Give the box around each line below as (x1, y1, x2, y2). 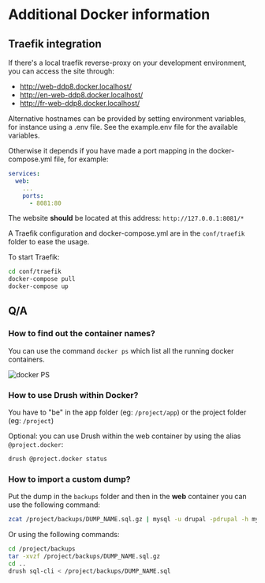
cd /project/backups (8, 545, 77, 553)
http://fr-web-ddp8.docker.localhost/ (19, 99, 140, 108)
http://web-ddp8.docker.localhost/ (19, 81, 132, 91)
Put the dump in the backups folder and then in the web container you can (8, 492, 247, 502)
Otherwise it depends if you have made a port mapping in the (8, 146, 207, 155)
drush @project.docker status (8, 455, 108, 463)
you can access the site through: (8, 66, 114, 76)
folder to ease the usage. (8, 237, 90, 247)
